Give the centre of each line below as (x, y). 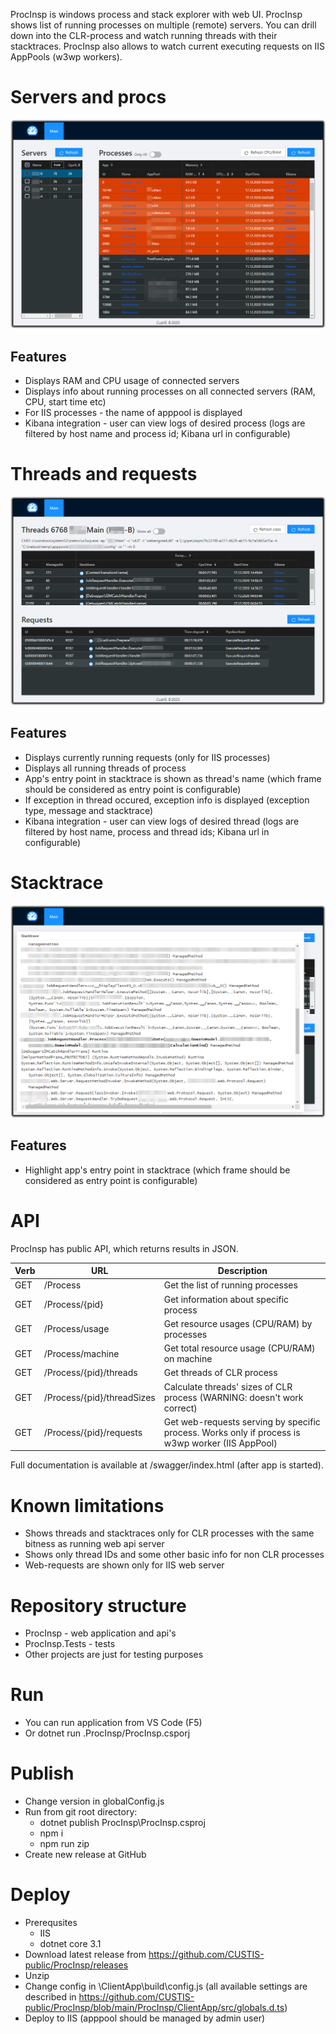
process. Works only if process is (232, 1432)
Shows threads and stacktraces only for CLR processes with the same (169, 1533)
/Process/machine (81, 1353)
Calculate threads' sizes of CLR (228, 1386)
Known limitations (87, 1505)
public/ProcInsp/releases (76, 1965)
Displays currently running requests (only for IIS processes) (147, 757)
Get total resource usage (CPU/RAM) (239, 1348)
